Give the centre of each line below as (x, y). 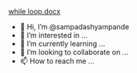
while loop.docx (34, 12)
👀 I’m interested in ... (54, 35)
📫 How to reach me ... (57, 61)
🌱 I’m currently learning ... (62, 44)
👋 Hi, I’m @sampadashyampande (75, 27)
